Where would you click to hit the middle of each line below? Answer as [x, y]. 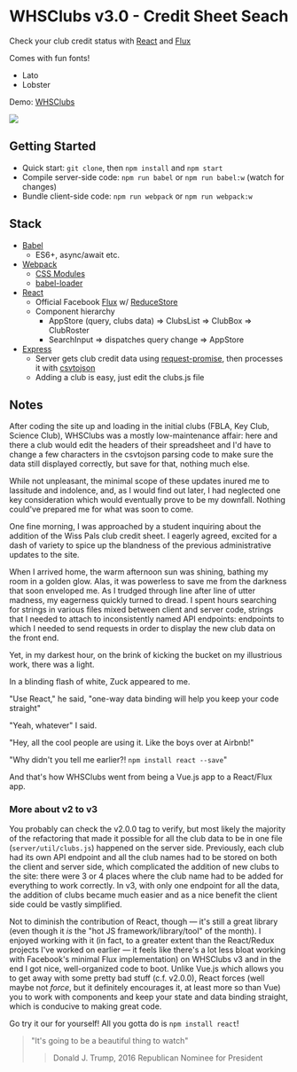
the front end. [34, 638]
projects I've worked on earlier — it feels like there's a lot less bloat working [148, 950]
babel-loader [59, 283]
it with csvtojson [65, 368]
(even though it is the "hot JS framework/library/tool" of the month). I [135, 931]
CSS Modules [60, 273]
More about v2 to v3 [54, 810]
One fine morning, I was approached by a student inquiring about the [135, 527]
